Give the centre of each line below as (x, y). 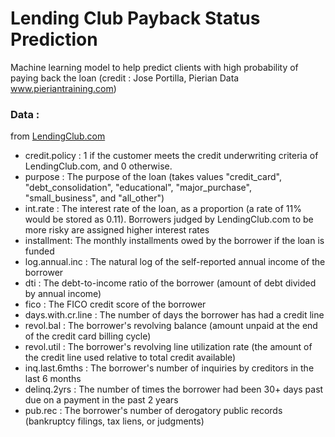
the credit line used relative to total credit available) (130, 358)
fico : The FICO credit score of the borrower (115, 304)
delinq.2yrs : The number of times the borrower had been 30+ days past (174, 389)
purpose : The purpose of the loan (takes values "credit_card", (153, 177)
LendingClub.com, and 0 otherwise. (98, 166)
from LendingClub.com (58, 136)
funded (39, 251)
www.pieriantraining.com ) (63, 88)
